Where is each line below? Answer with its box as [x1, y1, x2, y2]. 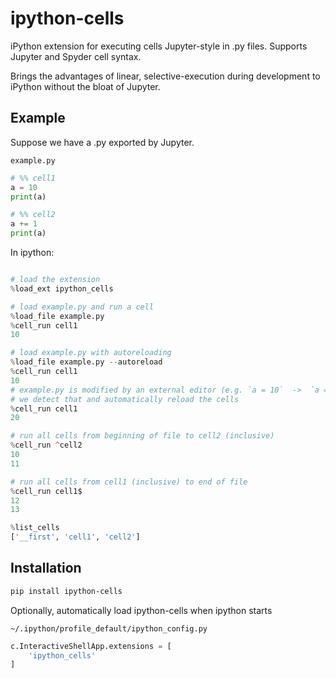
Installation [10, 560, 82, 577]
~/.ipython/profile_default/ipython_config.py [10, 623, 208, 634]
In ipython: [10, 247, 55, 258]
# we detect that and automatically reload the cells [10, 394, 240, 404]
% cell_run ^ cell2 [10, 440, 83, 451]
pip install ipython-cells [10, 586, 123, 596]
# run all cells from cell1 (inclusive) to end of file [10, 477, 248, 487]
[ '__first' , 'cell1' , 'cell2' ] [10, 532, 141, 542]
